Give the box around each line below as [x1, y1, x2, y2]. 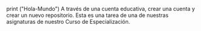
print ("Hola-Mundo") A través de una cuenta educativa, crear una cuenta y [6, 5, 196, 12]
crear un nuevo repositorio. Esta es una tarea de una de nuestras [6, 12, 169, 19]
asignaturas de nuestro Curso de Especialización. [6, 18, 131, 25]
